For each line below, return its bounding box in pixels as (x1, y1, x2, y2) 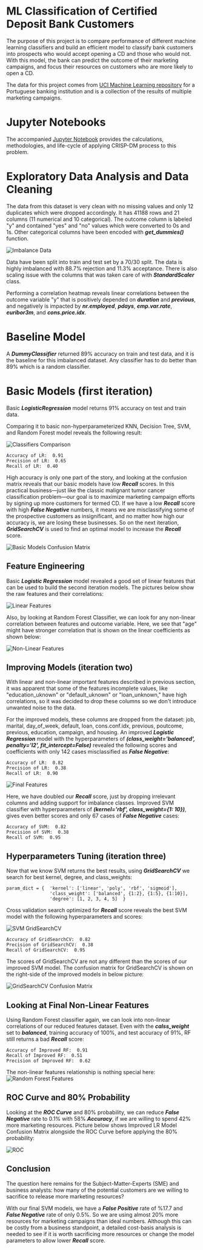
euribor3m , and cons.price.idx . (6, 308, 87, 316)
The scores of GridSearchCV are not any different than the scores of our (6, 958, 187, 965)
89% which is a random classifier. (6, 363, 91, 370)
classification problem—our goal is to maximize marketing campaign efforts (6, 493, 195, 500)
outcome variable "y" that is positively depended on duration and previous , (6, 296, 196, 303)
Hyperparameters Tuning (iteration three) (6, 851, 167, 861)
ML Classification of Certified (6, 4, 158, 18)
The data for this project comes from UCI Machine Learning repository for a (6, 81, 195, 89)
